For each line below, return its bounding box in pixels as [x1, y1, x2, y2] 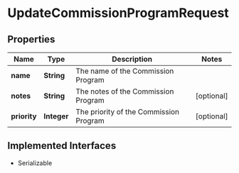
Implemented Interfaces [7, 140, 117, 152]
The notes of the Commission [75, 86, 174, 96]
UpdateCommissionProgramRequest [7, 5, 229, 21]
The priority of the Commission [75, 107, 180, 116]
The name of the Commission [75, 66, 174, 76]
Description [112, 55, 153, 64]
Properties [7, 33, 55, 45]
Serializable [17, 158, 53, 167]
